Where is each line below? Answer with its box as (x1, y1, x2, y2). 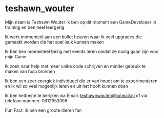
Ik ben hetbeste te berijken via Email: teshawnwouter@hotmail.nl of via (5, 93, 147, 98)
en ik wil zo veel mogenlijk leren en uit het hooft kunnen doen (5, 83, 128, 89)
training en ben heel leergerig (5, 24, 64, 30)
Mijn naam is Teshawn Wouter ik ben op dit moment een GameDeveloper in (5, 19, 157, 25)
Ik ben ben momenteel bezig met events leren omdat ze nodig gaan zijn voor (5, 48, 159, 54)
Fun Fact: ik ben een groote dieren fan (5, 107, 82, 113)
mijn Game (5, 53, 27, 59)
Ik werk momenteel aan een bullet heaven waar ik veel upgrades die (5, 34, 142, 40)
